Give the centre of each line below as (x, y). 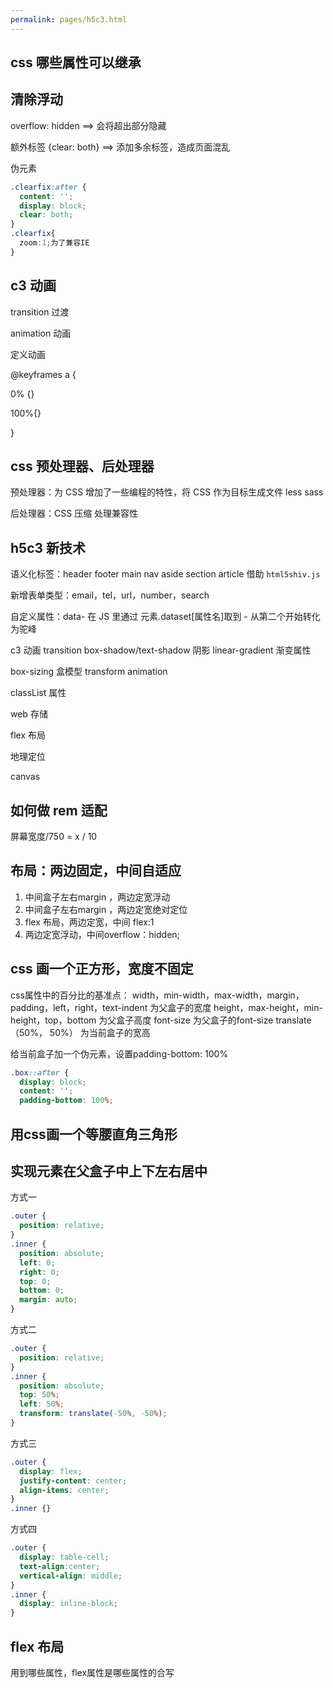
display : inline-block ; (68, 1604)
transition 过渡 (40, 312)
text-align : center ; (60, 1566)
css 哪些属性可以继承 (76, 62)
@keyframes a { (43, 374)
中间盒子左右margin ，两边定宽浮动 (97, 897)
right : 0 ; (39, 1272)
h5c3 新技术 (48, 547)
